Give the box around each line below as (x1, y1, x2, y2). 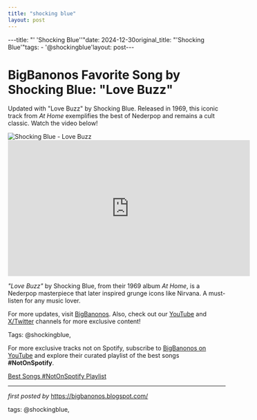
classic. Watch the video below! (8, 119, 99, 128)
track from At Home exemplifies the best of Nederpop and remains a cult (8, 112, 215, 120)
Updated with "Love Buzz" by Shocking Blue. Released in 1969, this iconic (8, 104, 218, 113)
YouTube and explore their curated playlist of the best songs (8, 352, 180, 360)
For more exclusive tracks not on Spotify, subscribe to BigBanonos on (8, 344, 207, 352)
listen (8, 296, 23, 305)
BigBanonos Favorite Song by (8, 67, 180, 83)
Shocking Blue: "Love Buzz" (8, 82, 173, 97)
